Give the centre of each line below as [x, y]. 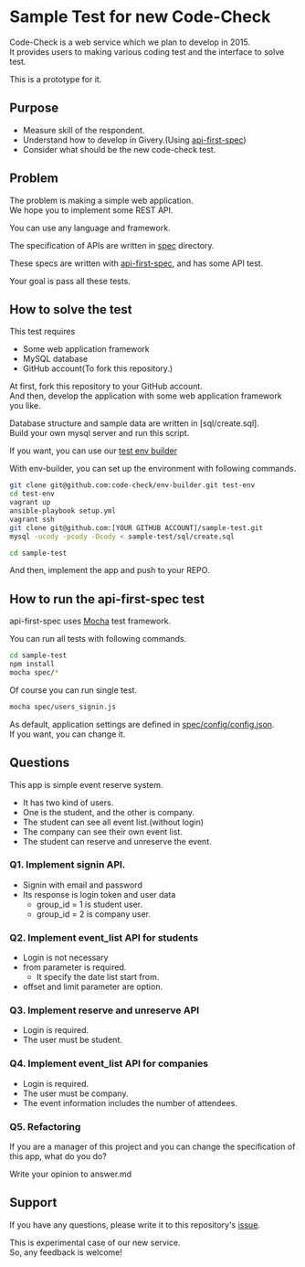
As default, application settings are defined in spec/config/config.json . [142, 724]
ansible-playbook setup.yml [63, 511]
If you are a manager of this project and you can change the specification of [152, 1146]
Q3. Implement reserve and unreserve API [105, 1010]
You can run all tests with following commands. [98, 639]
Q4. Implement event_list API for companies [109, 1064]
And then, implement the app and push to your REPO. [110, 570]
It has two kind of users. [68, 803]
